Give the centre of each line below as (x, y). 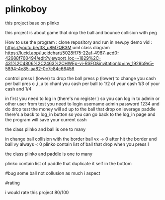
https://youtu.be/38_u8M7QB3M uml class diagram (58, 47)
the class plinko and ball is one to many (45, 129)
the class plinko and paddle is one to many (49, 154)
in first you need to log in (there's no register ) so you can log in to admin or (82, 99)
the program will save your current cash (46, 119)
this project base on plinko (32, 23)
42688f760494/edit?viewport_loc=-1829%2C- (53, 58)
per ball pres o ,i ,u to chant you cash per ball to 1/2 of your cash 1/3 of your (82, 84)
